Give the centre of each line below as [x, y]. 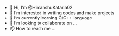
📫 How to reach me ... [33, 28]
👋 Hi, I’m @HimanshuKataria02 [41, 8]
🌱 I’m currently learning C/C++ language [51, 18]
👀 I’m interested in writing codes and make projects [62, 13]
